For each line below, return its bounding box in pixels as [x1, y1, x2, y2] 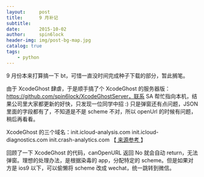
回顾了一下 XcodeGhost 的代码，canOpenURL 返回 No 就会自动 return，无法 [6, 149, 199, 156]
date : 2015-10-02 [6, 26, 67, 32]
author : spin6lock [6, 32, 64, 38]
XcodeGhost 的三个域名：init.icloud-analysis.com [6, 128, 131, 135]
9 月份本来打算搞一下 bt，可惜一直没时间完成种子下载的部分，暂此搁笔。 [6, 71, 189, 79]
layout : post [6, 9, 51, 15]
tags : [6, 49, 20, 55]
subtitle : [6, 20, 32, 26]
